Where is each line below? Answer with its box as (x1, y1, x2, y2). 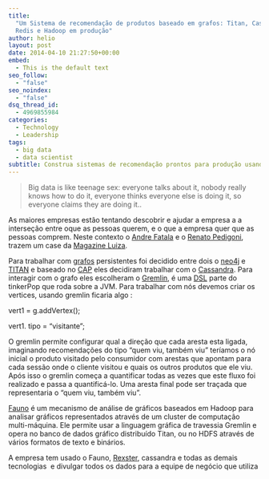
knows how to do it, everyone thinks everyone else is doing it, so (27, 191, 242, 201)
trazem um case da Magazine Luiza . (8, 241, 128, 251)
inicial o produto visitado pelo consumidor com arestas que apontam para (8, 354, 252, 364)
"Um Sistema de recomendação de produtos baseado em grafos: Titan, (15, 19, 249, 27)
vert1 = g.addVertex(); (8, 306, 81, 316)
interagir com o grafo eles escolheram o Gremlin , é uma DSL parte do (8, 273, 238, 283)
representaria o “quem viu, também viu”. (8, 388, 142, 397)
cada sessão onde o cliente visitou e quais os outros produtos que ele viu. (8, 362, 253, 372)
